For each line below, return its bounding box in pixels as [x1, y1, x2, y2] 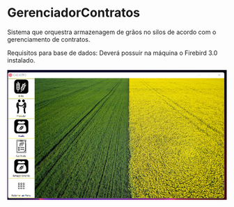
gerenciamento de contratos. [7, 35, 91, 43]
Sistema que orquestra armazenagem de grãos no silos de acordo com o [7, 28, 217, 36]
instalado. [7, 56, 36, 64]
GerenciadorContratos [7, 5, 141, 21]
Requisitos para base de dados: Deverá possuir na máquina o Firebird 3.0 [7, 49, 218, 57]
